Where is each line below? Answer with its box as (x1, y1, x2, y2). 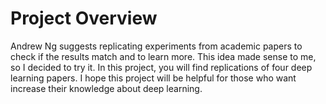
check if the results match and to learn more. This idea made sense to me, (10, 50, 317, 62)
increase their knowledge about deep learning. (10, 82, 203, 94)
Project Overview (10, 7, 158, 30)
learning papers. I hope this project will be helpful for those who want (10, 72, 297, 84)
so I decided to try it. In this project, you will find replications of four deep (10, 61, 313, 73)
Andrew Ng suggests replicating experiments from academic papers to (10, 40, 303, 52)
